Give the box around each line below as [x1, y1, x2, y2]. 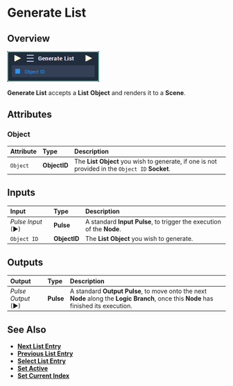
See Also [7, 324, 46, 335]
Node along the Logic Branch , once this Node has [69, 294, 214, 303]
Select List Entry [17, 357, 66, 365]
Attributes [7, 109, 52, 121]
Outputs [7, 256, 44, 268]
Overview [7, 33, 51, 44]
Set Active [17, 364, 49, 373]
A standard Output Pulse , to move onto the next [69, 287, 207, 295]
